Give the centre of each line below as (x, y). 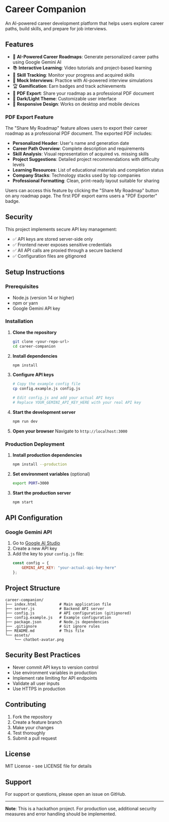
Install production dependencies (47, 455)
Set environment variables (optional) (51, 474)
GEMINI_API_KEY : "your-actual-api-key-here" (69, 568)
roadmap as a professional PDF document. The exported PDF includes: (79, 133)
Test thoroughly (29, 733)
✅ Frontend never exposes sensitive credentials (62, 244)
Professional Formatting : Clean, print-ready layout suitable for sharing (86, 181)
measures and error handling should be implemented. (61, 814)
